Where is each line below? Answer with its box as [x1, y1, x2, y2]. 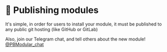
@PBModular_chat [5, 41, 44, 47]
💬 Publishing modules [5, 4, 99, 16]
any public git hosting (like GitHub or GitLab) [5, 26, 98, 32]
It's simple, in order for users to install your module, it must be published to [5, 21, 162, 27]
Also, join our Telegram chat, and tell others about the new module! [5, 36, 146, 42]
